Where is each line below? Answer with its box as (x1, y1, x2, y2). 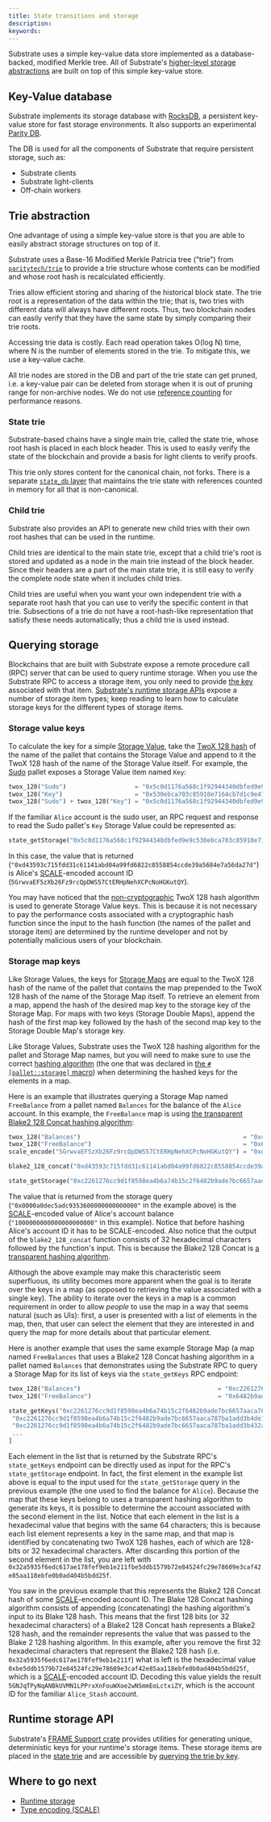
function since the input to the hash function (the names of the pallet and (8, 919, 252, 928)
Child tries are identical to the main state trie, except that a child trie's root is (8, 547, 262, 557)
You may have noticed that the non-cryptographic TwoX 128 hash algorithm (8, 893, 260, 903)
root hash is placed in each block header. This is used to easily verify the (8, 443, 251, 453)
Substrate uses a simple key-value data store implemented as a (8, 49, 219, 59)
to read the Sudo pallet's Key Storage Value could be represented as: (8, 821, 236, 831)
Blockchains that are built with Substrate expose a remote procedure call (8, 660, 250, 670)
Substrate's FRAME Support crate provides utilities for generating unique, (8, 1734, 252, 1744)
